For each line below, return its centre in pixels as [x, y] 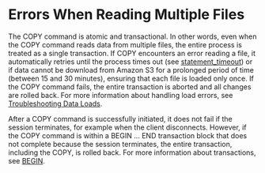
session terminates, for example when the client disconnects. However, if [127, 127]
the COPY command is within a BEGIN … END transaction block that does [128, 135]
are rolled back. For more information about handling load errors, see [121, 95]
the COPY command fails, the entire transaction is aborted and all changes [130, 86]
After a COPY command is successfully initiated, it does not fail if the [120, 118]
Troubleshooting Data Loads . [55, 103]
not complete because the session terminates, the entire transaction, [120, 144]
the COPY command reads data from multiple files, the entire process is [125, 44]
